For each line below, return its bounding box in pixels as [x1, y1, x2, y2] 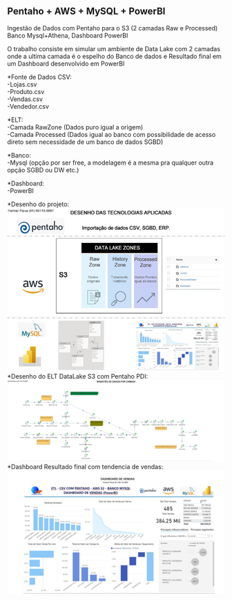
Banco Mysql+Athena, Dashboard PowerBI [7, 31, 128, 39]
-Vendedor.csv [7, 102, 50, 110]
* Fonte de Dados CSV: [7, 73, 72, 81]
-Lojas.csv [7, 80, 37, 89]
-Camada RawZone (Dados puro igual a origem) [7, 122, 144, 131]
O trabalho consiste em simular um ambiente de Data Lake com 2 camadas [7, 44, 221, 53]
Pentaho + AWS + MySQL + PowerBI [7, 6, 166, 17]
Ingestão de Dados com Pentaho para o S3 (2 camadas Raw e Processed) [7, 24, 218, 32]
